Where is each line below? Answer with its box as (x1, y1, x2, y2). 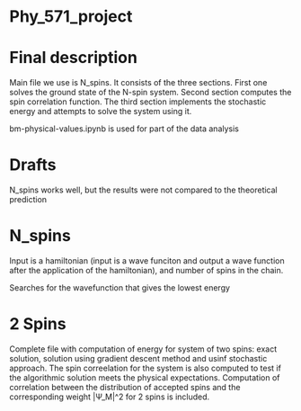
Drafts (9, 155, 57, 175)
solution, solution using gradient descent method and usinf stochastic (9, 353, 268, 363)
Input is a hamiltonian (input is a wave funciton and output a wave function (9, 255, 285, 266)
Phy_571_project (9, 6, 133, 27)
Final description (9, 48, 137, 68)
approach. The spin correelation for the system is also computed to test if (9, 362, 281, 373)
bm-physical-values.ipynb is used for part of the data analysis (9, 123, 240, 134)
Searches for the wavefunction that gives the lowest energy (9, 282, 231, 293)
